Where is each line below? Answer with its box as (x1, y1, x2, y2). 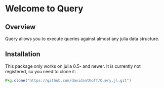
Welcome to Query (5, 3, 83, 14)
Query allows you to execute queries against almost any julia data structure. (5, 36, 160, 42)
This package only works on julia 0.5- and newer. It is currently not (5, 63, 141, 69)
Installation (5, 50, 41, 58)
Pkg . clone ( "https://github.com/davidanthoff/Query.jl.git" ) (5, 78, 132, 83)
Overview (5, 23, 36, 31)
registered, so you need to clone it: (5, 68, 76, 74)
